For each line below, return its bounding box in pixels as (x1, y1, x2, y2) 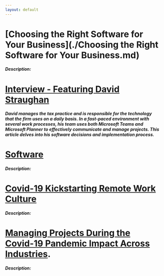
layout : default (5, 7, 39, 12)
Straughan (5, 94, 49, 105)
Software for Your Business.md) (5, 49, 140, 61)
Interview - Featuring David (5, 84, 120, 94)
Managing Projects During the (5, 227, 131, 238)
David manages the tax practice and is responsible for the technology (5, 111, 152, 117)
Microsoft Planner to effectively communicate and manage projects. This (5, 127, 160, 133)
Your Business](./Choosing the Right (5, 39, 159, 50)
